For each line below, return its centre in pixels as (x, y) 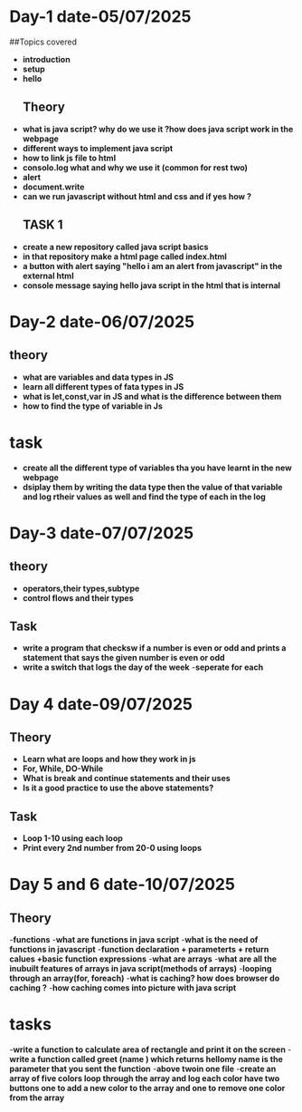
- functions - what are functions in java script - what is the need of (134, 940)
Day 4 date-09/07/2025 (101, 704)
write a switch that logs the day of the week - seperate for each (143, 667)
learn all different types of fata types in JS (103, 386)
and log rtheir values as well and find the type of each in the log (144, 497)
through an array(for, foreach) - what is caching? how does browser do (145, 978)
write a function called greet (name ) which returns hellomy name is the (146, 1059)
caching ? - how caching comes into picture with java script (123, 988)
